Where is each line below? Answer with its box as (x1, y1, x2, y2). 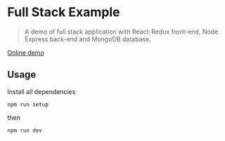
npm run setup (7, 101, 49, 108)
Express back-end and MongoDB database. (24, 34, 151, 43)
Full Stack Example (7, 4, 120, 20)
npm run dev (7, 127, 42, 134)
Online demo (7, 48, 44, 57)
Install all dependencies (7, 87, 76, 95)
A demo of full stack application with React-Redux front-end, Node (24, 27, 219, 36)
